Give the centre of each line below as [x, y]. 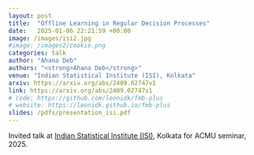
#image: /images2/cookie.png [57, 46]
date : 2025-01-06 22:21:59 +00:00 [70, 31]
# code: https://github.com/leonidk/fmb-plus [86, 98]
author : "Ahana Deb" [43, 61]
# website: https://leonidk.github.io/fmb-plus [90, 105]
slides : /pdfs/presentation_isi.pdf [70, 113]
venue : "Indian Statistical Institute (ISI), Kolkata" [102, 75]
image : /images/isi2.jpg [50, 38]
